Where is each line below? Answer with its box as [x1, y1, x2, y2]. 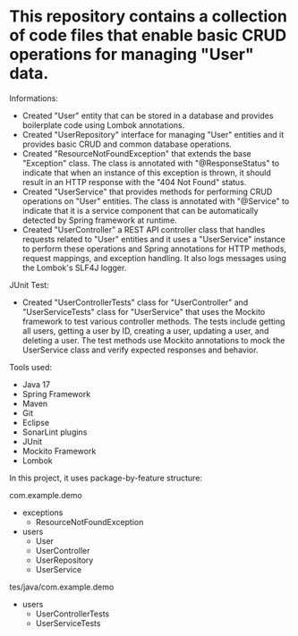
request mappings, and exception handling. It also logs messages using [21, 252, 286, 263]
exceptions [21, 507, 64, 518]
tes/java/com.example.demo [9, 581, 115, 592]
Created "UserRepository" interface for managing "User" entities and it [21, 129, 285, 140]
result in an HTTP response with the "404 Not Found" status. [21, 176, 247, 187]
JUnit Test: [9, 279, 49, 290]
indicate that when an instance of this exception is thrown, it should [21, 167, 271, 178]
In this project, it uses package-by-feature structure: [9, 472, 203, 483]
